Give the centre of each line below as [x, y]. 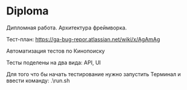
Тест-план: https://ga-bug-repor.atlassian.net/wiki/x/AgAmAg [83, 39]
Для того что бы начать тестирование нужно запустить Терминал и [93, 74]
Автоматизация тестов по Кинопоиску [56, 51]
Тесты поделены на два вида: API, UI [54, 62]
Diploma [28, 11]
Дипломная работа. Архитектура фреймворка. [67, 28]
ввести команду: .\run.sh [38, 80]
